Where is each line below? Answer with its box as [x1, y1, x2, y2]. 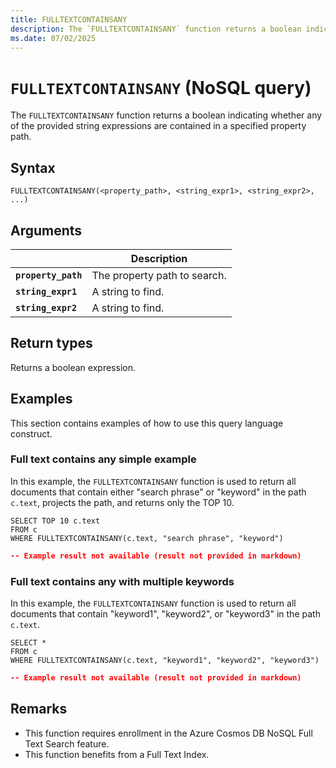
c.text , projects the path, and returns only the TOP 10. [10, 496, 235, 508]
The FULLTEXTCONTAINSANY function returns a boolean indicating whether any [10, 109, 323, 121]
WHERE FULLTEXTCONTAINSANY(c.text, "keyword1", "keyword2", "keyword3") [10, 656, 320, 666]
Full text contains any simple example [10, 452, 197, 466]
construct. [10, 427, 53, 440]
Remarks [10, 701, 68, 718]
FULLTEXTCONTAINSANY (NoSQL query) [10, 76, 312, 99]
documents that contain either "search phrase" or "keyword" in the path [10, 486, 307, 498]
